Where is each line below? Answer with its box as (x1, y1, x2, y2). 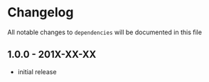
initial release (17, 67, 57, 76)
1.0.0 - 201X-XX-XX (7, 48, 97, 61)
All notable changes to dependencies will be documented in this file (7, 28, 203, 36)
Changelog (7, 4, 74, 21)
